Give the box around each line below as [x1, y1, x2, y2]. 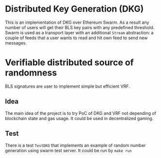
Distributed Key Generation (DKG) [5, 3, 144, 15]
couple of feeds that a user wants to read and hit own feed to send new [5, 35, 148, 41]
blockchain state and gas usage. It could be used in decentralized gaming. [5, 115, 154, 121]
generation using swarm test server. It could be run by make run [5, 147, 132, 153]
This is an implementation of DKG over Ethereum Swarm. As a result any [5, 19, 149, 25]
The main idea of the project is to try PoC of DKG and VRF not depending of [5, 110, 157, 116]
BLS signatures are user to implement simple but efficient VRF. [5, 83, 130, 89]
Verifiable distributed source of [5, 57, 134, 68]
